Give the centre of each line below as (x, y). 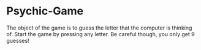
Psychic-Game (45, 11)
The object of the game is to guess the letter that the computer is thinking (99, 28)
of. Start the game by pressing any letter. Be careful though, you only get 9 (100, 34)
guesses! (18, 40)
